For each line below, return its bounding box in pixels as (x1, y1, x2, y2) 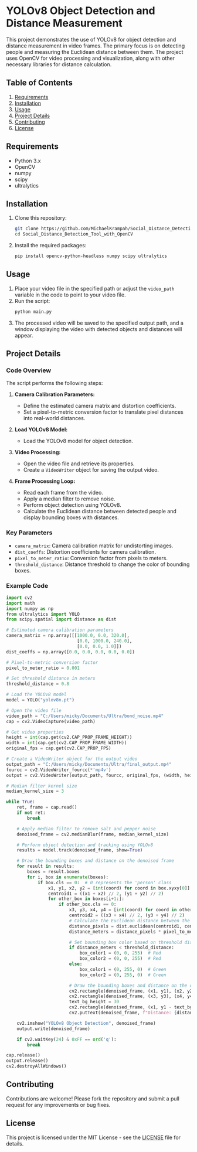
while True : (6, 799, 35, 805)
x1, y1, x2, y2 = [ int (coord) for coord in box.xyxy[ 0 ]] (47, 885, 191, 891)
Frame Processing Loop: (14, 478, 76, 485)
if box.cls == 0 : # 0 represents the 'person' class (37, 880, 172, 885)
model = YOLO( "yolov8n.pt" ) (6, 697, 75, 703)
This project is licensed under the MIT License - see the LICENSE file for (6, 1134, 181, 1141)
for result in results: (16, 863, 75, 870)
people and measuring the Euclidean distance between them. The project (6, 48, 184, 55)
